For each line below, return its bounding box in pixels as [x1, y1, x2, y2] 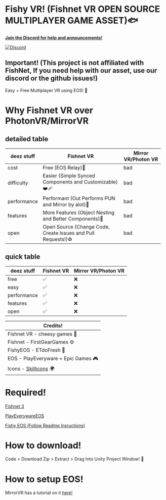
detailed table [5, 135, 48, 143]
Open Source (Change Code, [42, 223, 110, 230]
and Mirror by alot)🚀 [42, 201, 89, 208]
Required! [5, 387, 46, 398]
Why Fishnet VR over [5, 105, 93, 116]
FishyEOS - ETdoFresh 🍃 [7, 346, 65, 353]
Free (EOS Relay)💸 [42, 164, 85, 171]
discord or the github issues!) [5, 74, 98, 83]
